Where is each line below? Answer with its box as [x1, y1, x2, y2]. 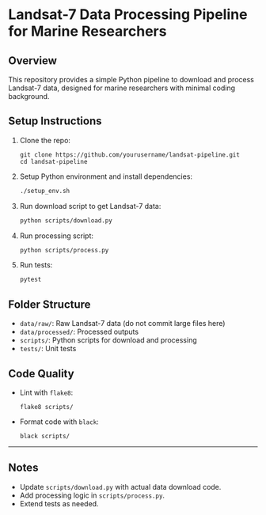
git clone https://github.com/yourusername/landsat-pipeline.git [19, 150, 240, 159]
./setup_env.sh [19, 187, 70, 195]
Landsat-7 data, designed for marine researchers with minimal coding [8, 83, 236, 93]
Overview [8, 54, 58, 67]
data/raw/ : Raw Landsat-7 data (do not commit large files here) [19, 319, 226, 328]
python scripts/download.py [19, 216, 112, 225]
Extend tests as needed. [19, 498, 99, 508]
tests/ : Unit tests [19, 344, 77, 354]
